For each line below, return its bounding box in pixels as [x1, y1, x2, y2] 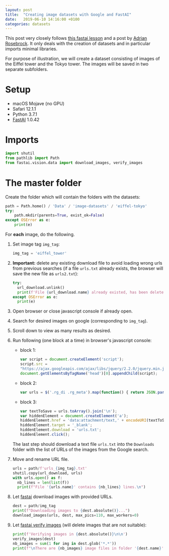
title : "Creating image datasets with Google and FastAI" [5, 12, 132, 17]
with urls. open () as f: [12, 475, 63, 481]
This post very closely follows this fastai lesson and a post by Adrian [5, 35, 147, 41]
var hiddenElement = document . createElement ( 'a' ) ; [20, 413, 129, 418]
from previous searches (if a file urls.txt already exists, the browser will [12, 265, 163, 271]
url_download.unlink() [17, 285, 65, 290]
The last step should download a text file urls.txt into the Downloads [12, 441, 154, 447]
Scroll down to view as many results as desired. [12, 328, 112, 334]
